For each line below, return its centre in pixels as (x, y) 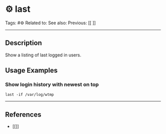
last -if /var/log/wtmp (30, 95)
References (23, 114)
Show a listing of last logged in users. (43, 55)
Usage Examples (31, 70)
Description (23, 43)
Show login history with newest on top (52, 85)
